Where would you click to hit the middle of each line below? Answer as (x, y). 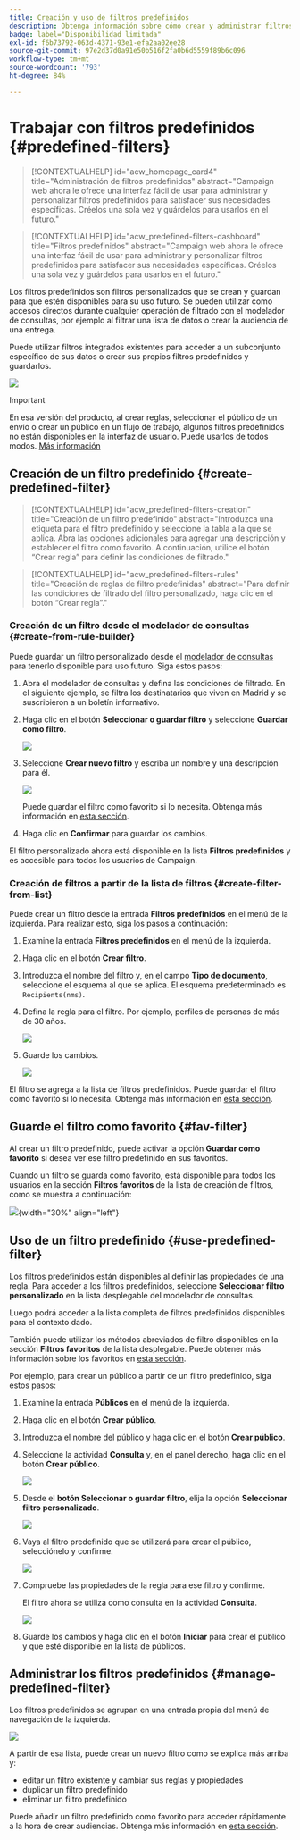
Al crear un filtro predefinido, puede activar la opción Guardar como (135, 1148)
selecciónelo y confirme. (67, 1550)
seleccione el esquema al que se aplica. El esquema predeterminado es (154, 985)
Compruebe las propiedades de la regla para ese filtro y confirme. (144, 1585)
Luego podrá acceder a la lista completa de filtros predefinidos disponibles (147, 1312)
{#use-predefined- (222, 1241)
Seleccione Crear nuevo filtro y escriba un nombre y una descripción (150, 763)
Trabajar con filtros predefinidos (132, 127)
